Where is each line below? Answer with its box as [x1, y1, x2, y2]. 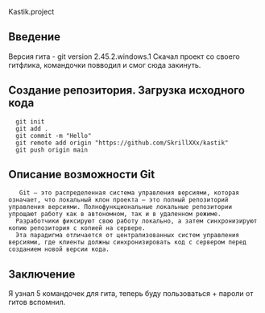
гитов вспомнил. [8, 298, 66, 307]
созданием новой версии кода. [8, 245, 110, 253]
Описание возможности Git [8, 168, 155, 182]
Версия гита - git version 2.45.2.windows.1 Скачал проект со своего [8, 52, 240, 61]
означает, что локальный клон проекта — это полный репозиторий [8, 196, 229, 204]
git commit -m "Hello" [15, 131, 92, 140]
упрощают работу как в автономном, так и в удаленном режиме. [8, 210, 222, 219]
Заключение [8, 267, 76, 281]
